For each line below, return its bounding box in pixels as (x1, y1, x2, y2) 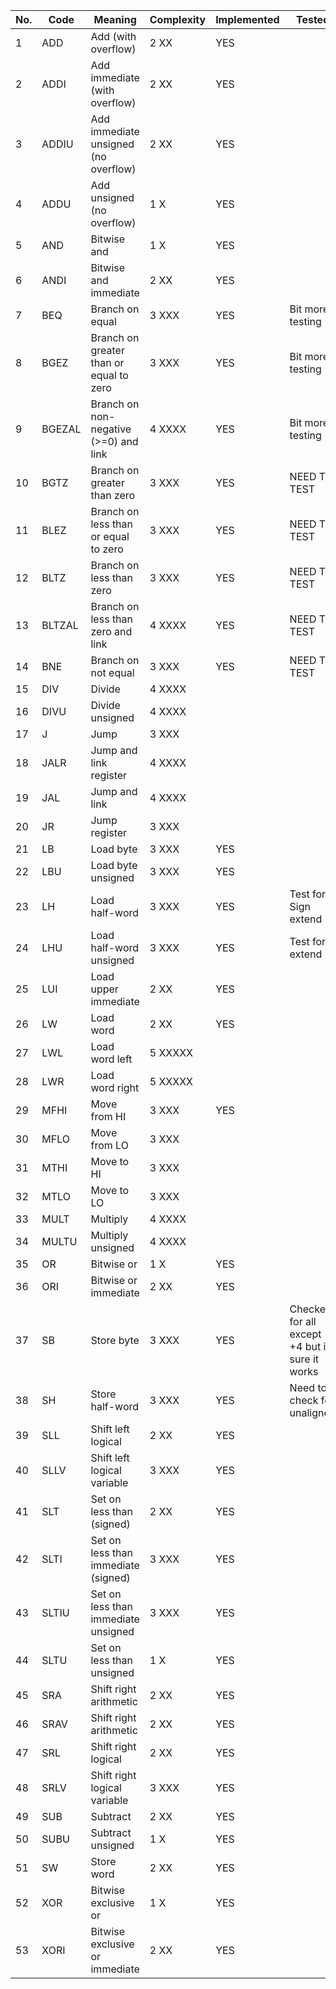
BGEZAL (41, 422, 82, 436)
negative (90, 422, 132, 436)
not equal (90, 666, 135, 679)
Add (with (90, 30, 137, 43)
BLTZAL (41, 619, 79, 632)
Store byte (90, 1334, 140, 1347)
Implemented (215, 13, 280, 26)
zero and (90, 625, 133, 638)
